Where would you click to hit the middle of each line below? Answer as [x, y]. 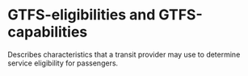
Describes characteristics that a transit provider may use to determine [124, 54]
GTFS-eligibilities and [82, 15]
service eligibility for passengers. [63, 63]
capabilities [48, 32]
